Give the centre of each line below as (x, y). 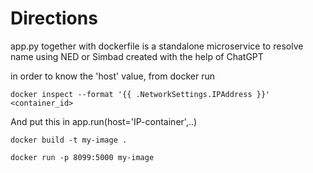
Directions (54, 18)
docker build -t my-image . (69, 140)
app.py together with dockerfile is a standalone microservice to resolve (157, 46)
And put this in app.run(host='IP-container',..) (104, 121)
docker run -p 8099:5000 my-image (82, 157)
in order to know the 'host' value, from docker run (112, 76)
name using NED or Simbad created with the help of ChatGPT (137, 56)
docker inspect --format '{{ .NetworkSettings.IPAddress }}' (140, 94)
